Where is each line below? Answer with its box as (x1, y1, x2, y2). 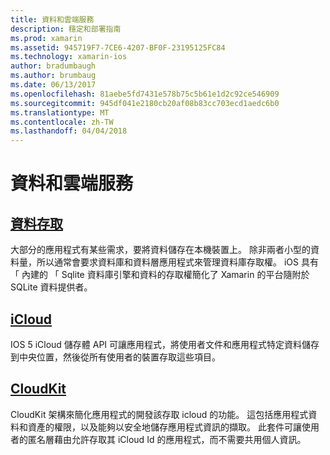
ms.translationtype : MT (10, 107, 110, 118)
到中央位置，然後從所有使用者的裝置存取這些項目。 (10, 351, 221, 363)
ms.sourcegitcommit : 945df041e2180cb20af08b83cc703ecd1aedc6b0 (10, 98, 280, 108)
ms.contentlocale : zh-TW (10, 117, 114, 127)
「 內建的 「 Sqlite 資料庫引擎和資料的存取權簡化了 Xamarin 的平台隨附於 (10, 269, 310, 281)
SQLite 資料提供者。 (10, 281, 93, 293)
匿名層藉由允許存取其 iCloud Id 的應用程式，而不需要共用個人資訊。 (27, 433, 307, 445)
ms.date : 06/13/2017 (10, 80, 97, 90)
